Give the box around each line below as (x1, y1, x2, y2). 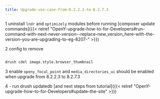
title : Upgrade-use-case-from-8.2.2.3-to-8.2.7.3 (5, 7, 109, 12)
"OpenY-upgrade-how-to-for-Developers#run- (50, 25, 145, 32)
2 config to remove (5, 46, 44, 51)
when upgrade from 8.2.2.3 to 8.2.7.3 (5, 74, 80, 79)
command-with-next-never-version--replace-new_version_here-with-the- (5, 31, 155, 37)
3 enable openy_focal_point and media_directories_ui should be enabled (5, 68, 154, 74)
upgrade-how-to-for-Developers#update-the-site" (5, 88, 107, 94)
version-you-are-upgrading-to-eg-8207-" (5, 36, 90, 42)
